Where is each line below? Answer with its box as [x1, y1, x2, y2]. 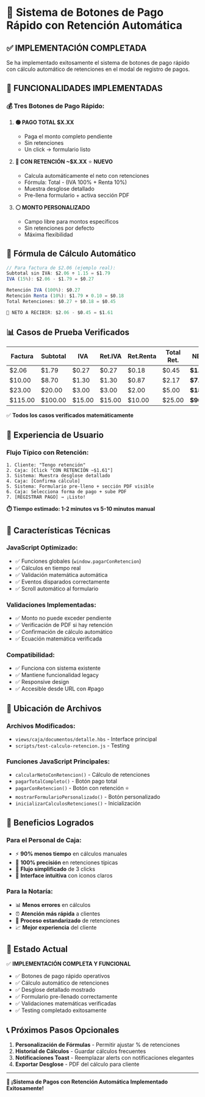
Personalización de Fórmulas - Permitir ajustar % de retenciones [15, 1041, 180, 1048]
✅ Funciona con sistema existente [15, 664, 101, 672]
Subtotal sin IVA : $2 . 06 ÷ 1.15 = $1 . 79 [6, 270, 111, 277]
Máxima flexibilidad [24, 230, 73, 238]
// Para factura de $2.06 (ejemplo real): [6, 265, 116, 271]
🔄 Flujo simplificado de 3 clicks [15, 865, 96, 873]
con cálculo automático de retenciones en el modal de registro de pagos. [6, 65, 190, 73]
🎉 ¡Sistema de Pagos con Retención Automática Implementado [6, 1078, 168, 1085]
